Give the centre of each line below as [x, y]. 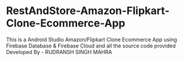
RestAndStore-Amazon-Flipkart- [88, 11]
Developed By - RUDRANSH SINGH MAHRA [59, 52]
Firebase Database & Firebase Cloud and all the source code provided [91, 46]
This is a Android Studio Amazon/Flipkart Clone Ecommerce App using [92, 39]
